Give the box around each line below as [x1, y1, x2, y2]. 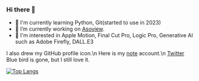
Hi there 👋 [6, 5, 36, 14]
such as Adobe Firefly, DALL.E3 [14, 38, 94, 46]
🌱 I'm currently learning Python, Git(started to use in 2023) [14, 19, 161, 26]
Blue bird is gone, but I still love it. [6, 56, 90, 64]
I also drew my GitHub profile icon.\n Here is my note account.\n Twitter [6, 50, 185, 57]
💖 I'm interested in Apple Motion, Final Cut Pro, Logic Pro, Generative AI [14, 32, 193, 39]
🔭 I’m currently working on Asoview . [14, 25, 104, 32]
